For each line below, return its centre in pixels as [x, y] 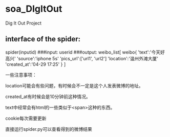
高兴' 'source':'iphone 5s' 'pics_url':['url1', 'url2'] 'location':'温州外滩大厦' [82, 58]
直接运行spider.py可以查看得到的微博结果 [49, 129]
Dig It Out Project [24, 23]
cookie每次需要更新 [26, 118]
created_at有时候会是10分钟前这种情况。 [48, 96]
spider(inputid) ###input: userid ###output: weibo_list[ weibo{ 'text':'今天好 [85, 52]
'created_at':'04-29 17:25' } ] [35, 64]
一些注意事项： [21, 75]
